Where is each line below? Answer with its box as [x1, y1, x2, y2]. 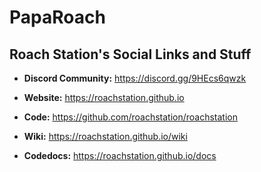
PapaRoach [9, 6, 106, 29]
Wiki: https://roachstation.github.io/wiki [23, 131, 188, 142]
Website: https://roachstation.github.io [23, 92, 185, 103]
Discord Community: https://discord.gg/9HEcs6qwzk [23, 72, 247, 84]
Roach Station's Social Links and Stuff [9, 46, 252, 63]
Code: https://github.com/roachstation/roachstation [23, 111, 239, 123]
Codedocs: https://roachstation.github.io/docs [23, 150, 217, 161]
